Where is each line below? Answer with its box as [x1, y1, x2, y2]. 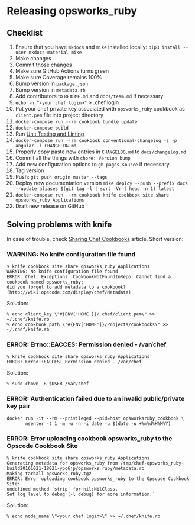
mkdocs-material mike [28, 50, 82, 56]
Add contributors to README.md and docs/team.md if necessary [15, 93, 164, 99]
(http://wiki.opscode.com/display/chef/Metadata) [6, 289, 132, 295]
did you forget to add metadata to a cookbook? [6, 284, 126, 291]
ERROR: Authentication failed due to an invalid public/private [6, 395, 185, 403]
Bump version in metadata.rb [15, 86, 86, 93]
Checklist [6, 28, 43, 38]
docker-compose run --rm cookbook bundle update [15, 119, 138, 125]
